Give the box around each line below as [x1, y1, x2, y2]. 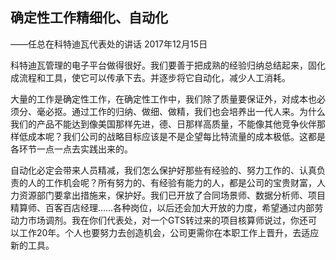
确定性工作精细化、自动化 [10, 9, 168, 27]
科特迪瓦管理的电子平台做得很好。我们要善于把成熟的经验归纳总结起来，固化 [10, 59, 326, 71]
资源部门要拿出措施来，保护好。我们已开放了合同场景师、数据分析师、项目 [18, 189, 326, 201]
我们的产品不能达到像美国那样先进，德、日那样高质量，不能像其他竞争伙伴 [10, 118, 317, 130]
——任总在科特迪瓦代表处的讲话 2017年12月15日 [10, 38, 208, 50]
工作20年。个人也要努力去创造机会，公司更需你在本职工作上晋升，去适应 [18, 226, 320, 238]
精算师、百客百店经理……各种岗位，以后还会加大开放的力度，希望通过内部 [10, 201, 315, 213]
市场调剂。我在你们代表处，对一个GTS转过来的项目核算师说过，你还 [27, 214, 309, 226]
